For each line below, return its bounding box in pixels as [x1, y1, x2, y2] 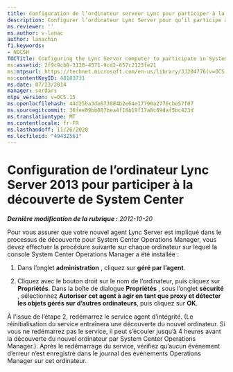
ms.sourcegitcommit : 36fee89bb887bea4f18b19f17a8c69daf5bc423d [7, 107, 194, 114]
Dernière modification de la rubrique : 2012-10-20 [7, 215, 153, 223]
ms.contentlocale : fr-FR [7, 119, 79, 127]
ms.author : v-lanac [7, 29, 64, 37]
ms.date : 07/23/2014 [7, 81, 67, 88]
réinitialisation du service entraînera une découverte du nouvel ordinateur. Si [7, 320, 225, 328]
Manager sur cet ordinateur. [7, 357, 87, 365]
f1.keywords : [7, 42, 45, 49]
